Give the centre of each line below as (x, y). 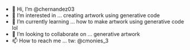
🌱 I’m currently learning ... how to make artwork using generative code (98, 21)
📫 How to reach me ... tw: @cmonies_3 (60, 41)
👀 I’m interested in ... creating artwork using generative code (86, 15)
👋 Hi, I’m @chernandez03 (43, 9)
